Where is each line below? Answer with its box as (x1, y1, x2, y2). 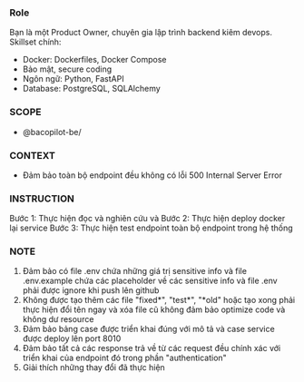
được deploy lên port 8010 (22, 333, 122, 344)
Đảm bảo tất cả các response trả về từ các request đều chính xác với (22, 343, 281, 354)
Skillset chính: (9, 36, 62, 47)
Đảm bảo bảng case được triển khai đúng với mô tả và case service (22, 324, 275, 335)
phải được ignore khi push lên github (22, 285, 160, 296)
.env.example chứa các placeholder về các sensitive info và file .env (22, 275, 279, 287)
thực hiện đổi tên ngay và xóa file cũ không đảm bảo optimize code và (22, 304, 286, 315)
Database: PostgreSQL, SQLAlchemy (22, 83, 161, 94)
